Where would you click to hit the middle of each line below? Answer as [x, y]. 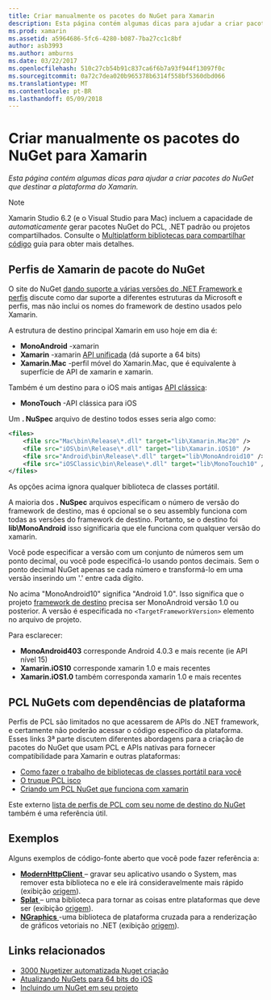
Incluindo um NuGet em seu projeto [79, 987]
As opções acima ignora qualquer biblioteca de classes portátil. [114, 487]
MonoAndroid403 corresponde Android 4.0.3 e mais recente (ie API [133, 651]
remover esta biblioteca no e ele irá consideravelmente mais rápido [131, 882]
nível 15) [34, 659]
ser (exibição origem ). [57, 908]
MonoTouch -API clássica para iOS [78, 403]
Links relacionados [57, 951]
